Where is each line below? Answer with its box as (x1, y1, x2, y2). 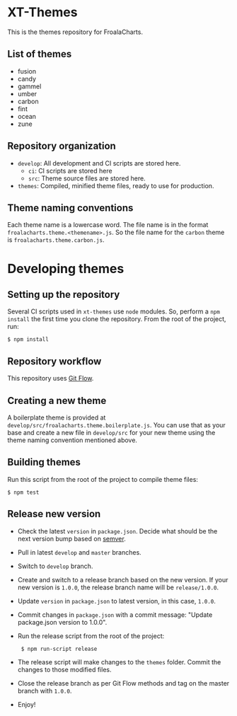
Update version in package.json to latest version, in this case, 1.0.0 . (17, 596, 216, 605)
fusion (17, 67, 37, 75)
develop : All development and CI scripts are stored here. (17, 158, 181, 167)
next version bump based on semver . (17, 534, 126, 543)
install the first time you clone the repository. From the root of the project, (7, 315, 226, 323)
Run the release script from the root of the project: (17, 631, 165, 640)
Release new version (7, 508, 101, 520)
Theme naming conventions (7, 202, 134, 214)
